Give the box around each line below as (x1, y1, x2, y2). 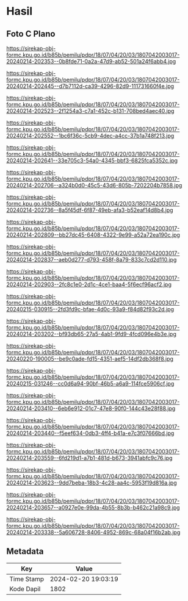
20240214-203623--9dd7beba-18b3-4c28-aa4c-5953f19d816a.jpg (6, 479, 177, 486)
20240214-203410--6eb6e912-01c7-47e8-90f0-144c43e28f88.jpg (6, 405, 176, 412)
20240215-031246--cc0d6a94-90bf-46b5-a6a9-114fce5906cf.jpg (6, 380, 175, 387)
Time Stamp (9, 575, 45, 583)
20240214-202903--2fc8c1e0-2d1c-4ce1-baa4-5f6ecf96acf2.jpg (6, 281, 172, 288)
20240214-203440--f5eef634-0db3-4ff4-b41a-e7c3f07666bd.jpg (6, 430, 175, 437)
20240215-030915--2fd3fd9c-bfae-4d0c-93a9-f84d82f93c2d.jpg (6, 306, 174, 312)
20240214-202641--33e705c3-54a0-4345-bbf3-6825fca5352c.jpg (6, 157, 178, 164)
